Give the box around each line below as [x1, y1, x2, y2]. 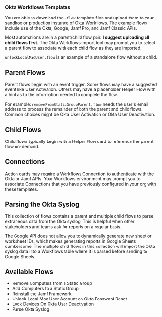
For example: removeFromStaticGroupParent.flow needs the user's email [5, 101, 148, 107]
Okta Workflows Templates [5, 4, 71, 11]
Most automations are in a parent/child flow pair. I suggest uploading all [5, 35, 149, 40]
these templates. [5, 186, 39, 192]
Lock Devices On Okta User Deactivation [12, 301, 94, 307]
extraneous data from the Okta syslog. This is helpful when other [5, 218, 135, 224]
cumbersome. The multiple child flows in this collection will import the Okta [5, 243, 155, 249]
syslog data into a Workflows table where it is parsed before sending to [5, 248, 147, 254]
